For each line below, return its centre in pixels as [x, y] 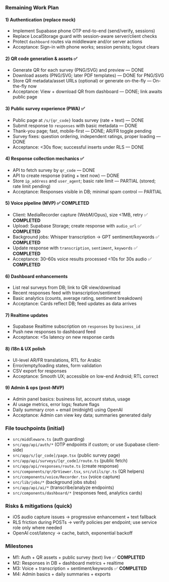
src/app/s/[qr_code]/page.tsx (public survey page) [66, 455]
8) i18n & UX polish [25, 348]
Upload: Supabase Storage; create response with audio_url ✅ [77, 226]
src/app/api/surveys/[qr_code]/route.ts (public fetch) [70, 461]
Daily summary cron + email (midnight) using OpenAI [68, 410]
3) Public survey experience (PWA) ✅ [45, 108]
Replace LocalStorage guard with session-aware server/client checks [85, 36]
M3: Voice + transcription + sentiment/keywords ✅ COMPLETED [80, 568]
